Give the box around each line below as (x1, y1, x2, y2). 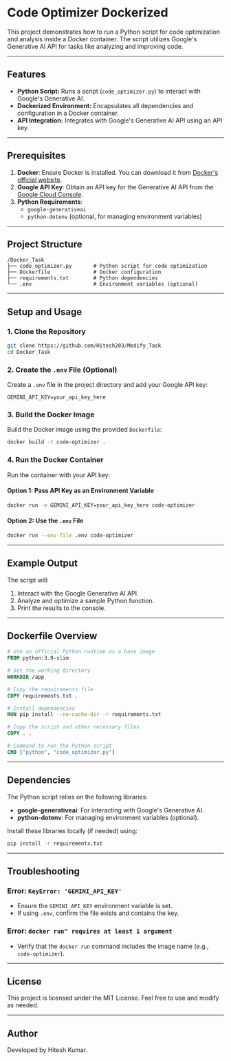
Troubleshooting (7, 865, 80, 877)
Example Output (7, 558, 78, 569)
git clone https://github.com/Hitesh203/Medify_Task (7, 342, 162, 349)
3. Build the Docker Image (7, 410, 95, 419)
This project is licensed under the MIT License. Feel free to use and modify (7, 994, 219, 1002)
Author (7, 1027, 38, 1039)
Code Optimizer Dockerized (7, 5, 168, 21)
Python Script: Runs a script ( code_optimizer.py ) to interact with (16, 87, 201, 95)
